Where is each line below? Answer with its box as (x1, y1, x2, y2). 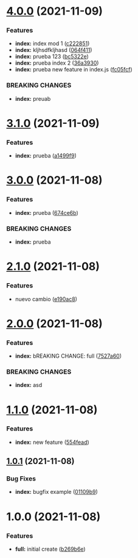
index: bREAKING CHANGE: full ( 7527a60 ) (15, 352, 122, 360)
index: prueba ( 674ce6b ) (15, 209, 79, 216)
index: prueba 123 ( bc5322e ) (15, 53, 89, 60)
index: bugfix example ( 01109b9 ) (15, 488, 98, 496)
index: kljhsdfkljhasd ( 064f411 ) (15, 46, 92, 54)
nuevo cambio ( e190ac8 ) (15, 295, 78, 303)
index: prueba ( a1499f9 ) (15, 152, 77, 159)
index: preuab (15, 95, 51, 102)
